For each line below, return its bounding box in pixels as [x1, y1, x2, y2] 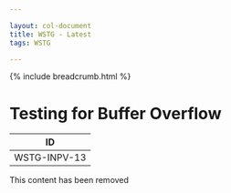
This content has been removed [9, 175, 130, 186]
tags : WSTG [9, 38, 51, 47]
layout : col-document [9, 21, 92, 30]
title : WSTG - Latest [9, 29, 92, 39]
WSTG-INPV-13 [14, 151, 87, 164]
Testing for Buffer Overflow [9, 103, 222, 124]
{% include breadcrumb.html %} [9, 71, 131, 82]
